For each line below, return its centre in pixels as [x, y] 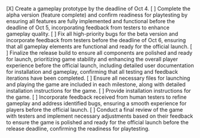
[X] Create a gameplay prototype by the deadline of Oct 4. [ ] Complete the [99, 9]
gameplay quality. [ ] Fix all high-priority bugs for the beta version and [92, 34]
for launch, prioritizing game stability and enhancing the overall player [92, 59]
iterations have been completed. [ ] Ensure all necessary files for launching [98, 78]
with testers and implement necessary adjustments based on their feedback [100, 116]
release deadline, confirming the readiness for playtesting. [78, 128]
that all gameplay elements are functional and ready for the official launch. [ [99, 46]
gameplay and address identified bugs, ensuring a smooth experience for [96, 103]
